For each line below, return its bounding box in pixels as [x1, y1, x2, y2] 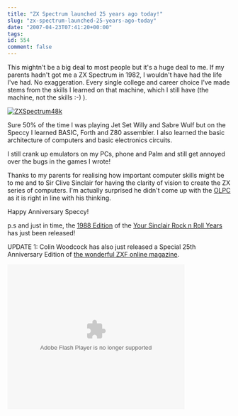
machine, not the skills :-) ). [7, 93, 87, 102]
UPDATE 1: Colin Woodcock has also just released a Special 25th [7, 242, 196, 251]
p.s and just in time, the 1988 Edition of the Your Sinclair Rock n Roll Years [7, 221, 223, 230]
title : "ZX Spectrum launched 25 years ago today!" [7, 10, 163, 18]
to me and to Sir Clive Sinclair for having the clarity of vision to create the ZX [7, 178, 231, 187]
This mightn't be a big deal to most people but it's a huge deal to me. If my [7, 63, 225, 71]
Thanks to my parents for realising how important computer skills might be [7, 171, 225, 179]
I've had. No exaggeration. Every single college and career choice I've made [7, 78, 230, 86]
